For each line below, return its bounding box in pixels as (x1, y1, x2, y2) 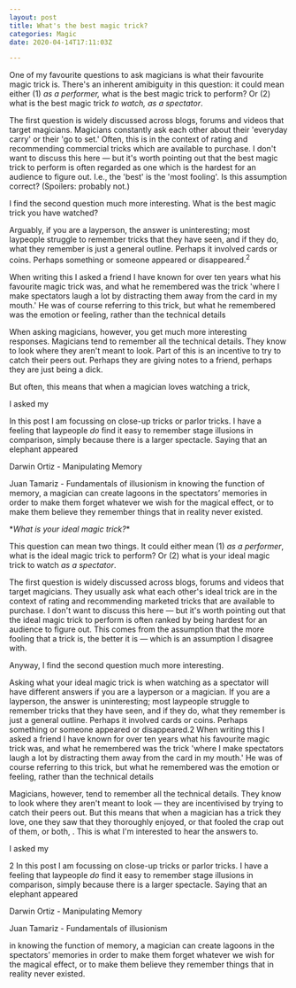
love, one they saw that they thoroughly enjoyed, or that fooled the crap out (9, 816, 285, 827)
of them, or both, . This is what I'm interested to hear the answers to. (9, 826, 259, 836)
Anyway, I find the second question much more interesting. (9, 659, 224, 670)
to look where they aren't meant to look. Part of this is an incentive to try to (9, 345, 281, 355)
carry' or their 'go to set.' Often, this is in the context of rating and (9, 134, 248, 144)
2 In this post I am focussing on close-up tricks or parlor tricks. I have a (9, 860, 269, 871)
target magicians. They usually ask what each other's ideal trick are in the (9, 586, 277, 596)
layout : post (9, 12, 57, 22)
